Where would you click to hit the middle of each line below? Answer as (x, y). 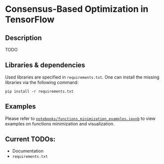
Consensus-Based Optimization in (77, 9)
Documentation (28, 151)
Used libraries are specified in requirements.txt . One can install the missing (82, 77)
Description (23, 38)
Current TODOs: (30, 139)
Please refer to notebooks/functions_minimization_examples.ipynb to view (80, 118)
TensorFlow (30, 20)
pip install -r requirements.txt (39, 91)
